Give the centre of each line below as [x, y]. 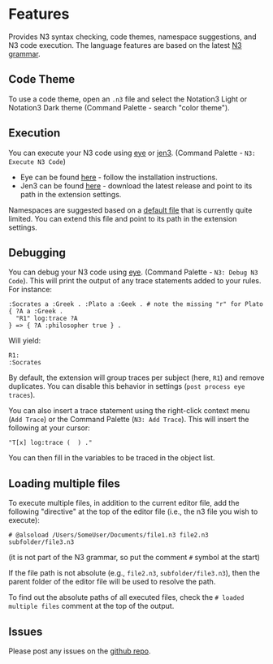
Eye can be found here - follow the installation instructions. [119, 177]
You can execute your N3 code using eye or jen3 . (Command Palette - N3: [132, 153]
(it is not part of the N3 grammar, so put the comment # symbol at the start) [134, 558]
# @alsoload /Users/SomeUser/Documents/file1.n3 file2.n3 [108, 535]
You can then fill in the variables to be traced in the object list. [112, 458]
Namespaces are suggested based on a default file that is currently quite [130, 210]
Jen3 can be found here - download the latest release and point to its [136, 185]
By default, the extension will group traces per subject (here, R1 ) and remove [136, 377]
